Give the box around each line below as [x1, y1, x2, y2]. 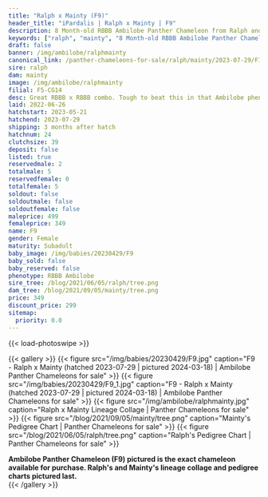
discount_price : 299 [8, 301, 77, 309]
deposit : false [8, 145, 59, 153]
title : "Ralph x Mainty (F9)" [8, 11, 109, 20]
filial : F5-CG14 [8, 85, 62, 94]
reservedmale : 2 [8, 161, 62, 169]
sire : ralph [8, 64, 48, 72]
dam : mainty [8, 71, 48, 79]
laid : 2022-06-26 [8, 101, 66, 109]
